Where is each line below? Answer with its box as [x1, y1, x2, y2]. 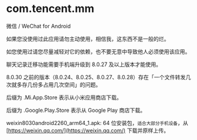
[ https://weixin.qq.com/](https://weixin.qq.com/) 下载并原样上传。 [6, 127, 169, 134]
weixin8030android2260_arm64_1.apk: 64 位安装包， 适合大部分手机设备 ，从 [6, 119, 189, 126]
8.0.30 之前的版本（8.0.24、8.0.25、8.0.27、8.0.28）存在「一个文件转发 [6, 73, 186, 81]
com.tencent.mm [6, 2, 94, 16]
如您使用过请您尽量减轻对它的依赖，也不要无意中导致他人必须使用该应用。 [6, 47, 190, 55]
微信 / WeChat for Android [6, 22, 71, 29]
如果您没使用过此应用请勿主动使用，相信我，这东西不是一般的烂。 [6, 35, 169, 42]
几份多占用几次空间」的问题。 [26, 81, 101, 88]
